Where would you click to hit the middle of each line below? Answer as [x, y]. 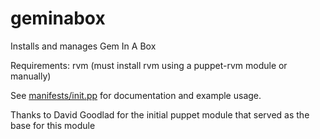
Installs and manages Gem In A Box [83, 46]
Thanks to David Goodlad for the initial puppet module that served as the [160, 114]
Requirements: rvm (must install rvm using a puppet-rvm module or [149, 65]
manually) [31, 76]
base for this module [53, 125]
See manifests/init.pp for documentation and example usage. [136, 95]
